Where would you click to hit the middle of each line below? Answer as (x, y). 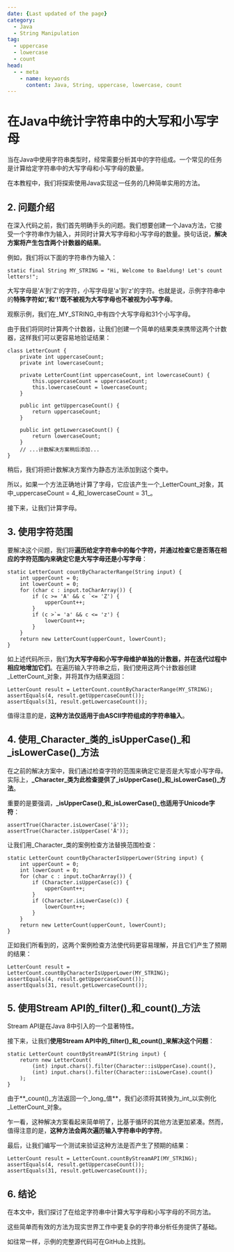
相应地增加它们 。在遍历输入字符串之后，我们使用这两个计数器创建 (102, 667)
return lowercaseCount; (67, 436)
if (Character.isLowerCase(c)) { (81, 901)
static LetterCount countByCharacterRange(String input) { (95, 572)
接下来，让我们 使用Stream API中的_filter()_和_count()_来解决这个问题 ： (111, 1041)
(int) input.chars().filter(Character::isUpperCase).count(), (124, 1067)
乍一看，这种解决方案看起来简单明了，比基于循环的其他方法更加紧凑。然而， (117, 1122)
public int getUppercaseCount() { (70, 405)
